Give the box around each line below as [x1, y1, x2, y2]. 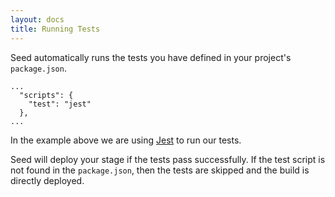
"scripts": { [19, 90, 74, 100]
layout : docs [10, 14, 65, 25]
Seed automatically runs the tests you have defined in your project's [10, 51, 292, 63]
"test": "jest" [28, 99, 92, 109]
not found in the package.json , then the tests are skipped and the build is [10, 164, 310, 176]
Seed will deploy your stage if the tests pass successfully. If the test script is [10, 153, 326, 165]
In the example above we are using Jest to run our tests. [10, 134, 242, 146]
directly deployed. [10, 174, 85, 186]
